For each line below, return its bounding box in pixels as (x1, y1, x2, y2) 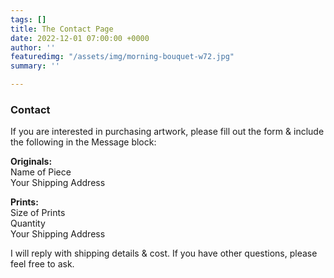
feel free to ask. (10, 258, 75, 270)
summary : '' (10, 61, 60, 71)
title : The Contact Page (10, 24, 114, 34)
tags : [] (10, 14, 47, 25)
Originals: (10, 156, 53, 168)
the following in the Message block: (10, 136, 157, 148)
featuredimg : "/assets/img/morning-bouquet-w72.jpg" (10, 52, 235, 62)
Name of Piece (10, 166, 72, 178)
